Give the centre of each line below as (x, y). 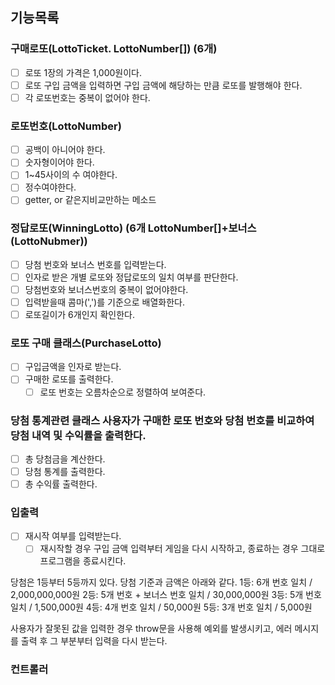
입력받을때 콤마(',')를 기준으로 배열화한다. (104, 302)
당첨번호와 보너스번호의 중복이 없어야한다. (106, 289)
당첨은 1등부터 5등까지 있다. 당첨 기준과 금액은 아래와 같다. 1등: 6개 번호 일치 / (161, 582)
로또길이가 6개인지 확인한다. (79, 315)
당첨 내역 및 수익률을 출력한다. (78, 435)
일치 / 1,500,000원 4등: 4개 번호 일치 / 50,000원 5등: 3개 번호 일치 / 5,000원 (161, 607)
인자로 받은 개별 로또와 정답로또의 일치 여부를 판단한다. (131, 277)
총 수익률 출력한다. (61, 484)
